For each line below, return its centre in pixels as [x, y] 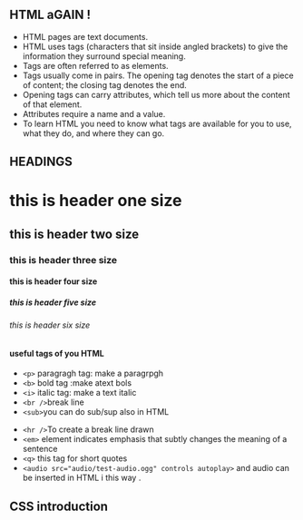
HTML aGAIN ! [50, 15]
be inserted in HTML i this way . [82, 478]
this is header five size [53, 302]
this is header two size [74, 234]
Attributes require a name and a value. [94, 113]
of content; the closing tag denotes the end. [105, 84]
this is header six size [50, 325]
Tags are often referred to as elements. [96, 65]
